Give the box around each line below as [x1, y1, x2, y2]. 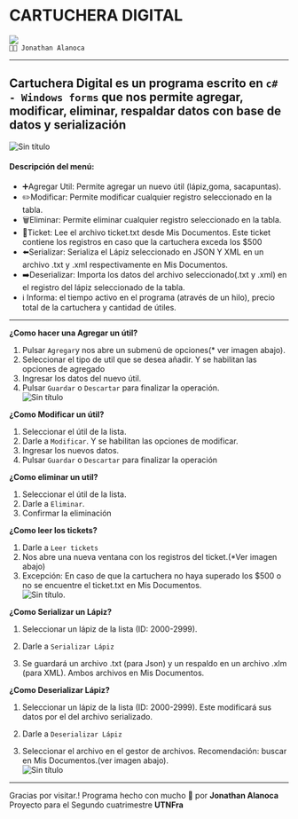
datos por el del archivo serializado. [21, 711, 153, 721]
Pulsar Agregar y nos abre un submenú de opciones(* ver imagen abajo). [21, 344, 286, 355]
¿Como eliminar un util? [9, 471, 98, 482]
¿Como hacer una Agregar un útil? [9, 327, 138, 338]
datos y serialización [9, 117, 127, 133]
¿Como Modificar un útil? [9, 409, 105, 420]
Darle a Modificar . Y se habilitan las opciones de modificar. [21, 436, 239, 446]
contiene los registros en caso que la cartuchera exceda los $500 [21, 236, 263, 247]
